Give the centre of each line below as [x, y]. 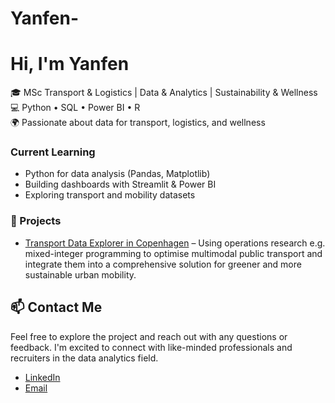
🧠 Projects [36, 221]
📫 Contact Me [56, 307]
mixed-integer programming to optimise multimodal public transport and [173, 253]
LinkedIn [42, 377]
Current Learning [53, 152]
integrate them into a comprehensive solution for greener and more [163, 264]
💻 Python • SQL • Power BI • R [75, 108]
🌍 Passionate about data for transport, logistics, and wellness [138, 123]
